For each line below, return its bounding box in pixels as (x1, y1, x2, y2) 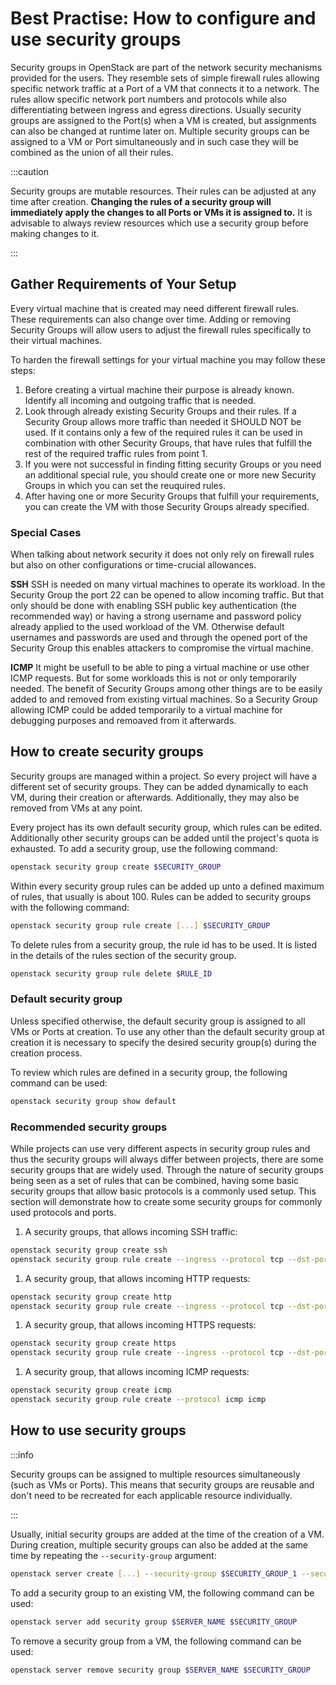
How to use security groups (10, 1422, 187, 1439)
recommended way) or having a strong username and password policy (10, 610, 302, 622)
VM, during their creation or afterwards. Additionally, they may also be (10, 791, 300, 803)
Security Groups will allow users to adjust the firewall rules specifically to (10, 323, 312, 336)
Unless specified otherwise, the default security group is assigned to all (10, 1015, 306, 1027)
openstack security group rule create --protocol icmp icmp (10, 1395, 267, 1405)
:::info (10, 1448, 34, 1461)
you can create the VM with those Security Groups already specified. (24, 500, 310, 512)
